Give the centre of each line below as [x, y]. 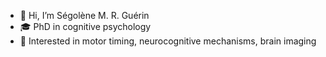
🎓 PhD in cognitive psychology [85, 26]
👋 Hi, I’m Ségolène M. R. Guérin [84, 15]
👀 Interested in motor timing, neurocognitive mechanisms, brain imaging [168, 41]
